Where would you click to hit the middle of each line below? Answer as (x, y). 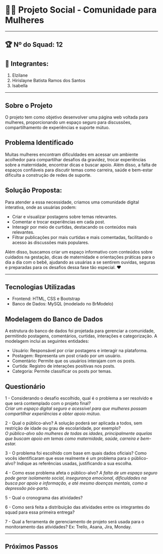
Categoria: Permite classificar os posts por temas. (62, 371)
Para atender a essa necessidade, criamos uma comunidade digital (72, 202)
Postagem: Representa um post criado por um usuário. (67, 356)
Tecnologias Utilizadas (40, 287)
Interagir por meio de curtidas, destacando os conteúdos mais (74, 227)
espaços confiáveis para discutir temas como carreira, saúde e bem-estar (79, 170)
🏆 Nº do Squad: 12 (34, 45)
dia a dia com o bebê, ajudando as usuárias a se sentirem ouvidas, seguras (80, 262)
